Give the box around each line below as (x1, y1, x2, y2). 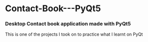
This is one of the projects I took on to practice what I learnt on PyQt (5, 31, 143, 37)
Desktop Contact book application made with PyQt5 (5, 21, 131, 27)
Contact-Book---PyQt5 (5, 3, 101, 14)
